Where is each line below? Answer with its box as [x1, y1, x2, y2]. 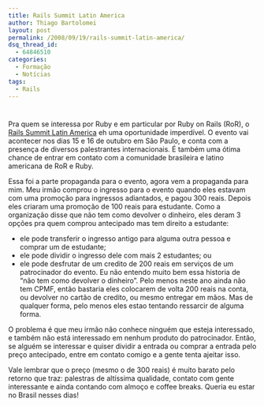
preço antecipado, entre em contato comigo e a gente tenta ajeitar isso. [8, 349, 241, 359]
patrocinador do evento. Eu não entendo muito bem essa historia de [19, 267, 240, 276]
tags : [8, 77, 26, 85]
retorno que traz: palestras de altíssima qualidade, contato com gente [8, 373, 235, 383]
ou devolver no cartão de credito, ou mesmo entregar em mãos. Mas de [19, 292, 254, 302]
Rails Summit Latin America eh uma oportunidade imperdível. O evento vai [8, 127, 249, 137]
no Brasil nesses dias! [8, 390, 79, 400]
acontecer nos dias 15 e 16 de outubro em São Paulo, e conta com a [8, 136, 229, 145]
